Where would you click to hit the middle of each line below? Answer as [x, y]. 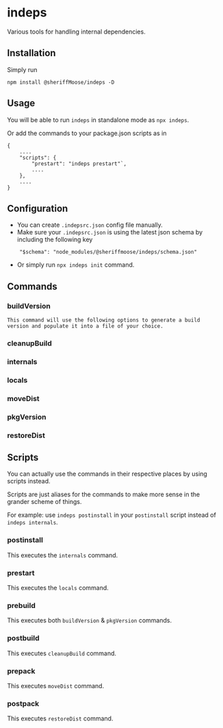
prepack [21, 671]
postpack [23, 703]
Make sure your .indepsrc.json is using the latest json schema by [110, 232]
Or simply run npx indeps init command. [76, 265]
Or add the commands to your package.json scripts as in [87, 133]
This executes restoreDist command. [60, 718]
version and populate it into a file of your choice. [86, 326]
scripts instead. [29, 481]
